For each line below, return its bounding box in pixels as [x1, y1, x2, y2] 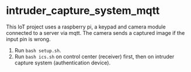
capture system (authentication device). [14, 59, 111, 66]
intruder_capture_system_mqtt [6, 4, 160, 17]
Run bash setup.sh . [14, 46, 61, 53]
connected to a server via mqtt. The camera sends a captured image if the [6, 29, 185, 36]
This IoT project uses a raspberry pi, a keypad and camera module [6, 23, 166, 30]
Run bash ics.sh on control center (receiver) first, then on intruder [14, 53, 175, 60]
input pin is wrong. [6, 35, 51, 42]
